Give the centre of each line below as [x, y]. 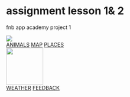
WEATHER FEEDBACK [33, 88]
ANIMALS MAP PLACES [35, 44]
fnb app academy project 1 [39, 27]
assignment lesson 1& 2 [65, 11]
